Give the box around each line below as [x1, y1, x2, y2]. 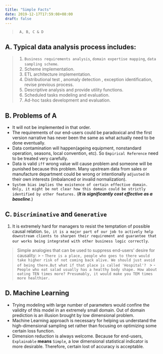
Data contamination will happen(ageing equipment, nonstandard [12, 145, 142, 151]
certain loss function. [12, 328, 55, 333]
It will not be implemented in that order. [12, 125, 91, 130]
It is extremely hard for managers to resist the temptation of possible [12, 223, 150, 229]
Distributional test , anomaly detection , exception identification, [24, 77, 153, 83]
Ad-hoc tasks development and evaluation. [24, 97, 111, 103]
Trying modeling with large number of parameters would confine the [12, 302, 150, 308]
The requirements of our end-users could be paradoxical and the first [12, 130, 152, 135]
